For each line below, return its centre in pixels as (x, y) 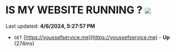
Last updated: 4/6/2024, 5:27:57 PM (50, 26)
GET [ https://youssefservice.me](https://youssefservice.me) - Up (92, 37)
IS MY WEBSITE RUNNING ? (74, 10)
